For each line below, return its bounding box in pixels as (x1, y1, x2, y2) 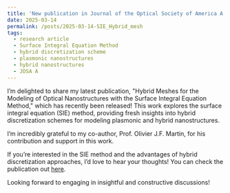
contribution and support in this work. (7, 136, 114, 145)
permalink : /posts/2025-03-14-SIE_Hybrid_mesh (7, 23, 143, 30)
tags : (7, 29, 23, 37)
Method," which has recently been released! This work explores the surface (7, 101, 222, 110)
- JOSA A (13, 68, 39, 74)
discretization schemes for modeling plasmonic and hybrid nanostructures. (7, 116, 220, 124)
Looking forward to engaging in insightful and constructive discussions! (7, 178, 210, 186)
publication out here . (7, 165, 66, 173)
